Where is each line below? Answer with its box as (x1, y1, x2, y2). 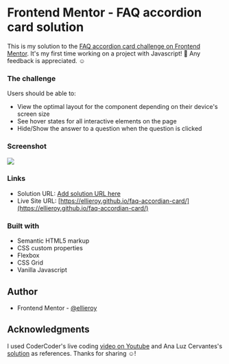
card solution (7, 19, 84, 35)
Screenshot (7, 142, 47, 151)
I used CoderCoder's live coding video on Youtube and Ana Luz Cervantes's (7, 341, 223, 350)
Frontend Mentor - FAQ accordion (7, 5, 202, 21)
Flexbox (16, 252, 40, 260)
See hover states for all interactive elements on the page (16, 117, 177, 125)
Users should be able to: (7, 89, 77, 97)
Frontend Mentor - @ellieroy (16, 304, 97, 312)
